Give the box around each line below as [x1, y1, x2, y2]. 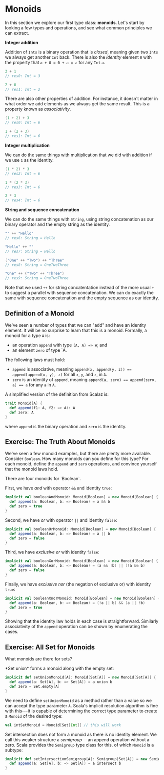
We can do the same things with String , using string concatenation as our [5, 217, 154, 222]
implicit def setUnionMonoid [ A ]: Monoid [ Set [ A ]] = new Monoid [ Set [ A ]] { [5, 675, 156, 680]
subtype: [5, 747, 23, 753]
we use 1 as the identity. [5, 157, 54, 163]
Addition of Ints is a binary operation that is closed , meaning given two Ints [5, 49, 159, 55]
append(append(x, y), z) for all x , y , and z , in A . [12, 371, 107, 377]
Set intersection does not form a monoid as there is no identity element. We [5, 731, 157, 737]
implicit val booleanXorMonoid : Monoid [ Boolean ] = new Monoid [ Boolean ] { [5, 558, 159, 564]
